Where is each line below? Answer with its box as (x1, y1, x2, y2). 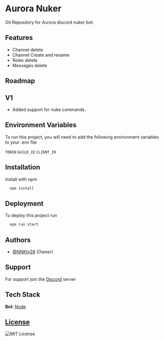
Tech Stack (5, 291, 40, 299)
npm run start (9, 222, 38, 227)
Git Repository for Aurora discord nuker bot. (5, 19, 95, 25)
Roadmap (5, 77, 35, 85)
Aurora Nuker (5, 3, 62, 14)
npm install (9, 186, 34, 190)
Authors (5, 235, 31, 244)
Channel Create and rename (12, 52, 70, 58)
